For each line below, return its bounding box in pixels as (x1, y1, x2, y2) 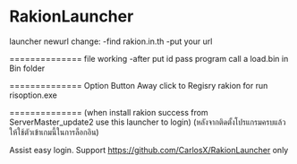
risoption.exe (9, 90, 58, 100)
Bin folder (9, 63, 46, 73)
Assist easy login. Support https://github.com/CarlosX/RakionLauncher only (9, 144, 289, 155)
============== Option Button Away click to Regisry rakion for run (9, 80, 268, 91)
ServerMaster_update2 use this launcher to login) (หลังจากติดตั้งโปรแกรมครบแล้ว (9, 117, 286, 127)
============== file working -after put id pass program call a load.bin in (9, 53, 289, 64)
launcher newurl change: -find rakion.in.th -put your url (9, 36, 213, 47)
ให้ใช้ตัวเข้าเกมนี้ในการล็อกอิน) (9, 126, 100, 137)
